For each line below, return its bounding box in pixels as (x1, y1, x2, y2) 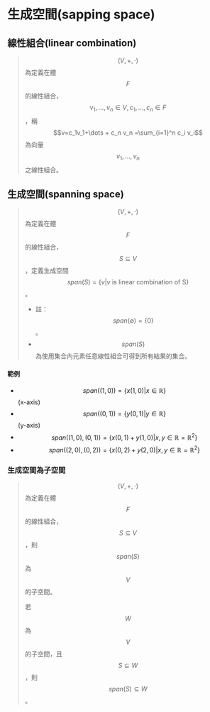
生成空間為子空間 (7, 465, 66, 475)
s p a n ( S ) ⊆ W (109, 685, 148, 694)
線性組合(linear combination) (7, 37, 137, 49)
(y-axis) (17, 421, 41, 429)
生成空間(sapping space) (7, 6, 155, 23)
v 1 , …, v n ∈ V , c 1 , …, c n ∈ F (89, 104, 167, 113)
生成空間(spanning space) (7, 188, 124, 200)
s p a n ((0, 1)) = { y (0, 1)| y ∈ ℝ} (82, 409, 167, 418)
